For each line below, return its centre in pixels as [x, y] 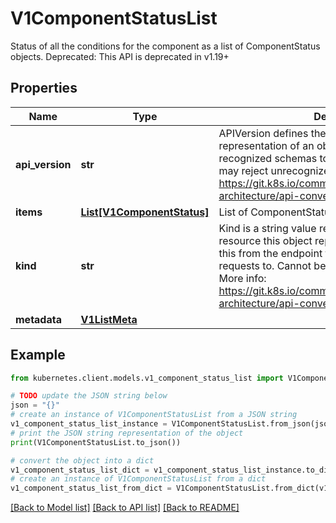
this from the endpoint [270, 253]
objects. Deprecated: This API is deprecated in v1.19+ [120, 56]
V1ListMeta [109, 319]
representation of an [266, 145]
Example [38, 355]
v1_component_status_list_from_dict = [91, 488]
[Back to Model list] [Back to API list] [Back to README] [125, 508]
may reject [243, 170]
